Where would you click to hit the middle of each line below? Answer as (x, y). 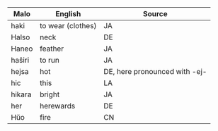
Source (155, 14)
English (68, 14)
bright (50, 94)
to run (50, 60)
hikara (21, 94)
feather (52, 49)
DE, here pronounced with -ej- (155, 71)
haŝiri (20, 60)
